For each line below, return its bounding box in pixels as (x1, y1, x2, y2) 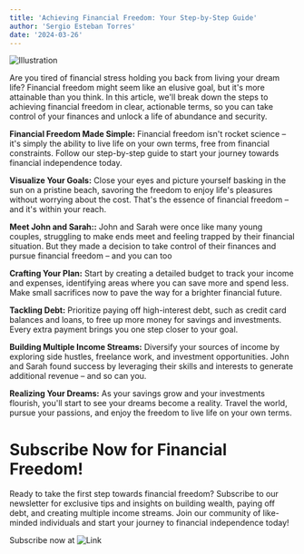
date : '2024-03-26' (9, 30, 83, 39)
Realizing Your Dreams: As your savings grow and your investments (9, 388, 266, 399)
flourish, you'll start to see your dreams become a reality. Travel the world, (9, 398, 288, 409)
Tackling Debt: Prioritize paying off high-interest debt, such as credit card (9, 305, 287, 316)
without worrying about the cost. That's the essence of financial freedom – (9, 194, 289, 205)
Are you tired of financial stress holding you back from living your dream (9, 73, 280, 83)
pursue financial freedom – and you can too (9, 250, 172, 261)
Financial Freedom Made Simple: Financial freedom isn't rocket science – (9, 129, 287, 140)
